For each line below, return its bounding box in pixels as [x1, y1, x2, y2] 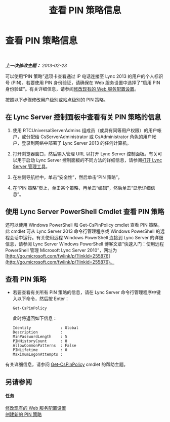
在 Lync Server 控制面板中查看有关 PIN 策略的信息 [5, 113, 161, 121]
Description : [12, 330, 63, 335]
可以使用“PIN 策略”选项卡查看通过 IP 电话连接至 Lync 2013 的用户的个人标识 [5, 73, 163, 79]
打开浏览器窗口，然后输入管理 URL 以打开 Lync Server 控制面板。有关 [12, 150, 158, 157]
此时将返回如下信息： [12, 315, 57, 321]
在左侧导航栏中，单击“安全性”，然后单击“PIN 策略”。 [12, 174, 122, 180]
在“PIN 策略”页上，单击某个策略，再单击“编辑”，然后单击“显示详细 [12, 185, 151, 191]
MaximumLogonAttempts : [12, 352, 63, 357]
